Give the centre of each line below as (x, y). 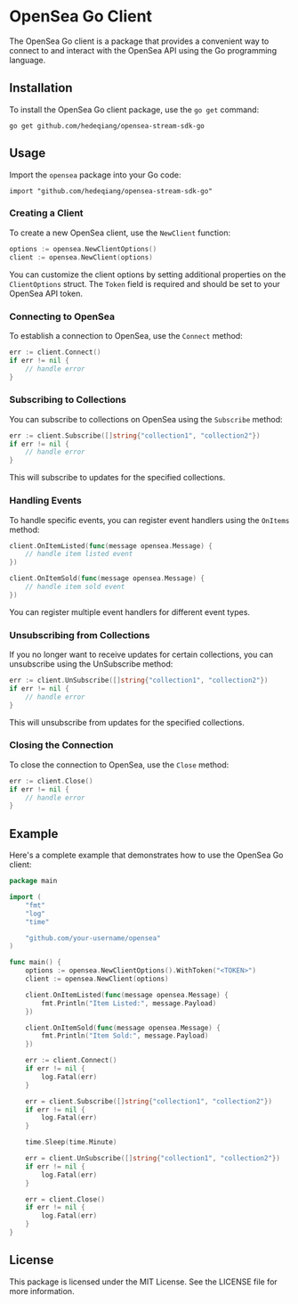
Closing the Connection (61, 745)
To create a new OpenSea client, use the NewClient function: (120, 233)
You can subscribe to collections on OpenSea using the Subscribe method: (146, 419)
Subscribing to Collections (68, 400)
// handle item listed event (79, 554)
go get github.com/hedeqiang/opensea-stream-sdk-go (107, 126)
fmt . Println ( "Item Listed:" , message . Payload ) (129, 1003)
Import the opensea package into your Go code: (95, 175)
